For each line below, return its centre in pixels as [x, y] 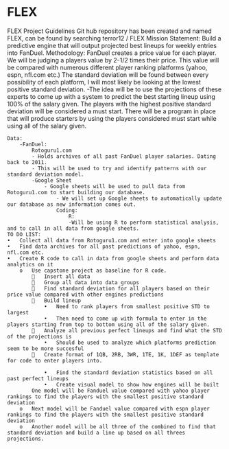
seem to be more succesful [46, 348]
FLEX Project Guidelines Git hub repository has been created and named [110, 31]
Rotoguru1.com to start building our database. [76, 192]
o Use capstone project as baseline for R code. [93, 270]
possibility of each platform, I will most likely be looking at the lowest [104, 82]
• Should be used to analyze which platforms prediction [130, 343]
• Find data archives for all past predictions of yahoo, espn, [104, 246]
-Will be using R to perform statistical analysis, [144, 222]
